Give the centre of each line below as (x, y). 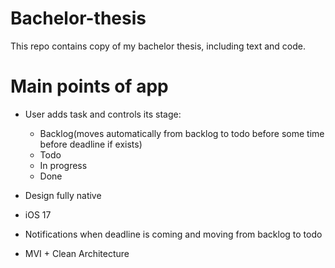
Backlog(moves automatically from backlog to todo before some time (182, 133)
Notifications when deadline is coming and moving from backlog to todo (173, 234)
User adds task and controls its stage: (103, 114)
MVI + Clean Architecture (77, 253)
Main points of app (89, 86)
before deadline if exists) (91, 144)
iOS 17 (38, 214)
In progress (63, 165)
